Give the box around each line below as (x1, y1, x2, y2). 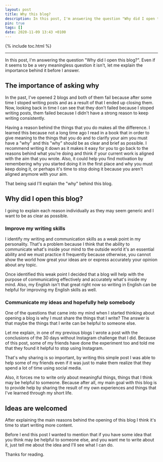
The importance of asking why (5, 81, 99, 90)
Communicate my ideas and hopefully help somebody (5, 299, 135, 306)
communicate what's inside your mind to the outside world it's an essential (5, 246, 154, 252)
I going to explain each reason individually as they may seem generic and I (5, 207, 154, 213)
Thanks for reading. (5, 451, 45, 458)
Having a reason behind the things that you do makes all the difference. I (5, 125, 150, 130)
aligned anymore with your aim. (5, 171, 68, 177)
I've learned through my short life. (5, 390, 73, 396)
